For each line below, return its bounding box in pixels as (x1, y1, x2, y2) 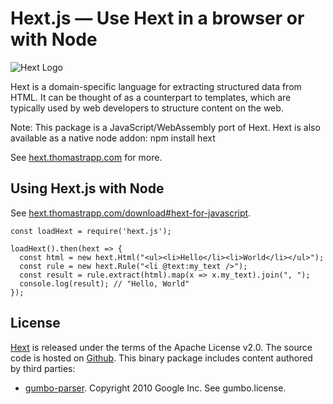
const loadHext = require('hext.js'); (10, 226, 172, 236)
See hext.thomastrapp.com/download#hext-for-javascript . (10, 207, 252, 219)
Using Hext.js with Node (10, 180, 165, 197)
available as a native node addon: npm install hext (10, 132, 216, 144)
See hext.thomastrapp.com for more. (10, 151, 163, 163)
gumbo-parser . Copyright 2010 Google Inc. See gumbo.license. (24, 382, 287, 394)
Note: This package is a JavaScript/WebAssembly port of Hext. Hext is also (10, 121, 321, 133)
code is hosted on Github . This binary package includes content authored (10, 352, 313, 364)
